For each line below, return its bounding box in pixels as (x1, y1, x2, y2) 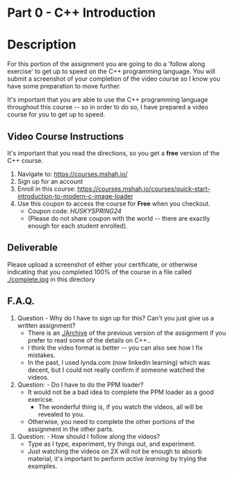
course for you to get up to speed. (7, 110, 106, 119)
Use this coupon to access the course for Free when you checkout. (17, 199, 211, 208)
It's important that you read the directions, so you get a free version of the (7, 148, 220, 157)
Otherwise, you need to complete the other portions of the (27, 417, 195, 425)
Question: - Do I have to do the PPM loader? (17, 380, 144, 389)
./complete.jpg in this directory (7, 275, 95, 283)
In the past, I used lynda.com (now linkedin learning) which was (27, 358, 211, 366)
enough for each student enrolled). (27, 221, 128, 230)
